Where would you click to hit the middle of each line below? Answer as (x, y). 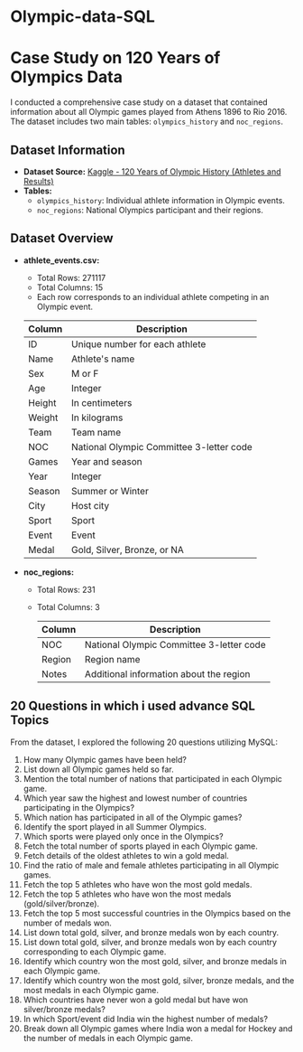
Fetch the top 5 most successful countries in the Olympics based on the (157, 913)
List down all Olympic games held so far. (98, 769)
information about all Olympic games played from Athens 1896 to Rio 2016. (149, 112)
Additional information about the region (168, 673)
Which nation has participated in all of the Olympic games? (133, 817)
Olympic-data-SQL (83, 17)
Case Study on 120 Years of (115, 58)
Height (42, 402)
